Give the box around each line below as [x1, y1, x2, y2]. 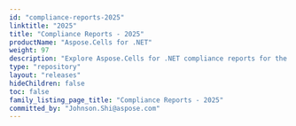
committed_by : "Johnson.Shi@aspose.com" [9, 104, 161, 113]
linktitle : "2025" [9, 21, 77, 30]
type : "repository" [9, 63, 82, 72]
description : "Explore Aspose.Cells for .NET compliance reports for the [9, 54, 288, 63]
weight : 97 [9, 46, 50, 55]
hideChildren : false [9, 79, 86, 88]
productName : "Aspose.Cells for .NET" [9, 37, 152, 47]
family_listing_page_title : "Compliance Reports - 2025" [9, 95, 224, 105]
